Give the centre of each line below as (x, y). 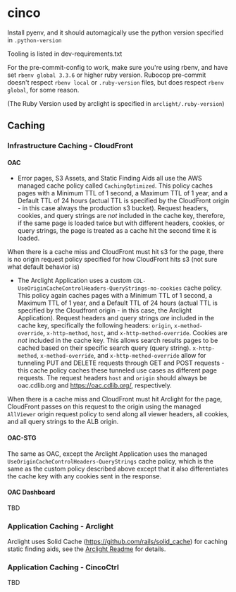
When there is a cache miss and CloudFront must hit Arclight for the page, (115, 399)
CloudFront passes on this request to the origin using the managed (104, 406)
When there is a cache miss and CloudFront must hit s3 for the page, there (116, 252)
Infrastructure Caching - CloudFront (70, 146)
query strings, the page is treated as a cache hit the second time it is (117, 231)
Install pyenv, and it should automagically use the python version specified (116, 32)
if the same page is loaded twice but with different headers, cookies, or (121, 223)
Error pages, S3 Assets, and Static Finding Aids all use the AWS (110, 179)
